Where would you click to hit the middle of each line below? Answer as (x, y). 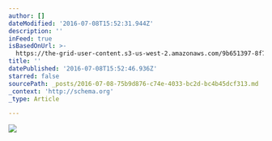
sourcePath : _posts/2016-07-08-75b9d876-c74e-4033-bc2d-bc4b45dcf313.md (134, 83)
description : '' (36, 31)
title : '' (25, 62)
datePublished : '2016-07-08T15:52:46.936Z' (83, 69)
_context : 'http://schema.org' (61, 91)
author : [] (27, 16)
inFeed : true (30, 38)
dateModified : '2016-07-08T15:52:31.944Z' (81, 23)
